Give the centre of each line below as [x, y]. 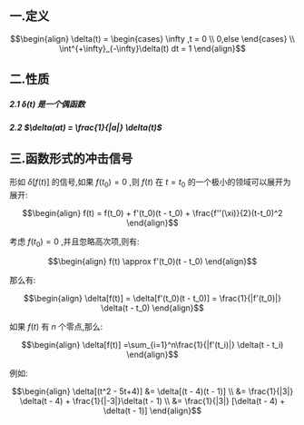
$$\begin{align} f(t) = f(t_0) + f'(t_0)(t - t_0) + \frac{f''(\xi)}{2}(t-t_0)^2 [152, 212]
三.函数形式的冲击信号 [71, 158]
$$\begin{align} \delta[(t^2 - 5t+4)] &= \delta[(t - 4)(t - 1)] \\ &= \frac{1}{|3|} [152, 391]
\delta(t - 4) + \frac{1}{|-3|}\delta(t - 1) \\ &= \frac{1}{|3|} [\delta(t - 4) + [152, 400]
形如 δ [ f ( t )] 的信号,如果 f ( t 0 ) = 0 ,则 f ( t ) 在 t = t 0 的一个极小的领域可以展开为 [151, 183]
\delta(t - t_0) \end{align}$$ [152, 308]
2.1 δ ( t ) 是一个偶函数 [48, 104]
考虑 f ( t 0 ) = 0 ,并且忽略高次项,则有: [74, 242]
